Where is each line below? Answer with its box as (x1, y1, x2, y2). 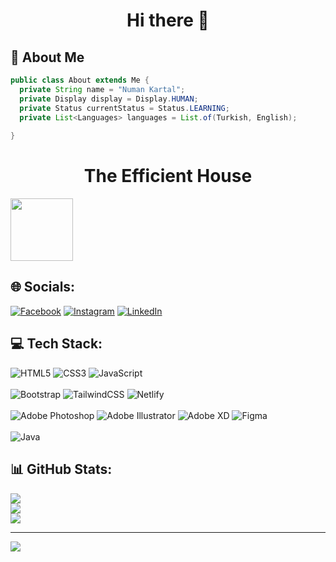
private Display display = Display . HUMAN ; (19, 94, 199, 104)
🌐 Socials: (10, 279, 76, 296)
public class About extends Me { (10, 75, 150, 85)
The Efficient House (83, 165, 253, 188)
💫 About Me (10, 49, 85, 66)
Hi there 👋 (126, 9, 210, 32)
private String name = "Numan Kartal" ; (19, 84, 186, 94)
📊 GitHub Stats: (10, 461, 113, 478)
